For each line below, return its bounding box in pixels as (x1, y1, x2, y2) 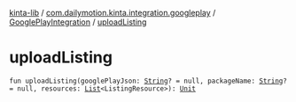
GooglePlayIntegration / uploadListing (9, 17, 147, 27)
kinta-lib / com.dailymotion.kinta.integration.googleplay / (9, 8, 216, 18)
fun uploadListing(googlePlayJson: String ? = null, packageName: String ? (9, 76, 288, 85)
